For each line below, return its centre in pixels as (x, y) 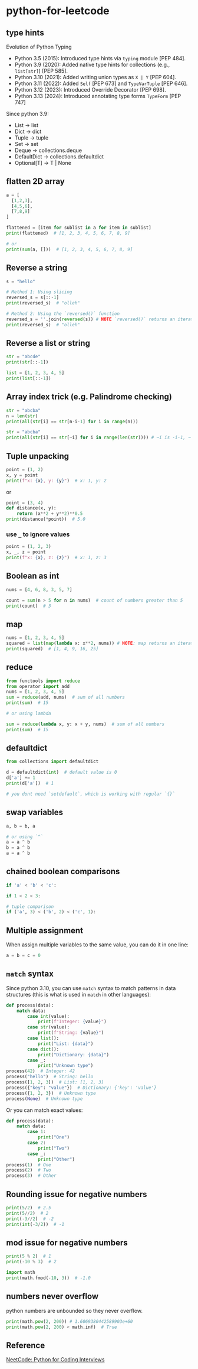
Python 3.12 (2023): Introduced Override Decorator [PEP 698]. (90, 90)
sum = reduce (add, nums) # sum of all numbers (66, 698)
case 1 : (37, 1132)
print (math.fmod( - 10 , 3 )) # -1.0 (49, 1278)
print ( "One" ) (53, 1137)
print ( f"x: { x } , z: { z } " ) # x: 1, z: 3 (57, 558)
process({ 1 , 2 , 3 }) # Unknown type (51, 1093)
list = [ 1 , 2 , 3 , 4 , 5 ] (35, 373)
